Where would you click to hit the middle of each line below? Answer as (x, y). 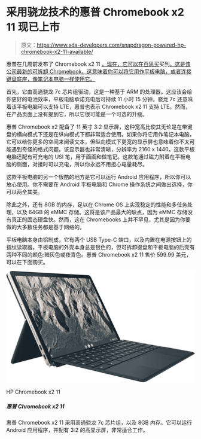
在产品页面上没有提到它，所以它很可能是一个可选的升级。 (77, 114)
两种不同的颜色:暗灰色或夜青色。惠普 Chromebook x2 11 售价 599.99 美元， (99, 254)
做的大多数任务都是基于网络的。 (45, 227)
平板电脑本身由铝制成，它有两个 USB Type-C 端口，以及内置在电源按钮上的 (99, 239)
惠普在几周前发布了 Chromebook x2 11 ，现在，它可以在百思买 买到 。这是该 (98, 64)
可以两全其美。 (25, 191)
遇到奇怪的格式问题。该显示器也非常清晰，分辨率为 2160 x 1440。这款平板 (103, 149)
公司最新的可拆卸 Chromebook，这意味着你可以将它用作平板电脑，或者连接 (99, 71)
